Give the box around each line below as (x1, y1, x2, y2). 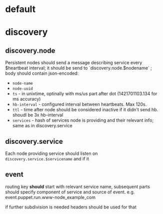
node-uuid (12, 86, 33, 91)
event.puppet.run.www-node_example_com (5, 194, 96, 200)
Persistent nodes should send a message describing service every (5, 60, 142, 66)
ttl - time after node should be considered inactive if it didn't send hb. (12, 107, 158, 113)
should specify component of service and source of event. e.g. (5, 189, 135, 195)
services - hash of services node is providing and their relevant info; (12, 117, 154, 123)
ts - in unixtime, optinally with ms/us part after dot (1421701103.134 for (12, 91, 157, 97)
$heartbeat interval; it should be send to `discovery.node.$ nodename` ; (5, 65, 152, 71)
